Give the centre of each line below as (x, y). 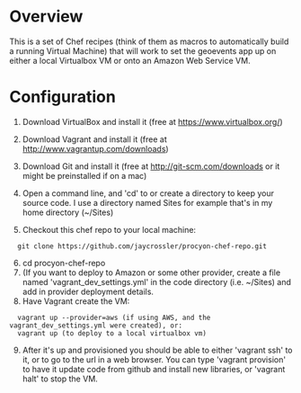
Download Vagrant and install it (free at (95, 139)
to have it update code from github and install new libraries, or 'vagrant (154, 369)
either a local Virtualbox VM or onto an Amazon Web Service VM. (130, 60)
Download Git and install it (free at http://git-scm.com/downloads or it (151, 166)
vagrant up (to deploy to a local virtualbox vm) (112, 333)
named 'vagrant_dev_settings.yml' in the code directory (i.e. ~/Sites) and (157, 281)
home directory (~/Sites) (68, 212)
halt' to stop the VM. (60, 379)
